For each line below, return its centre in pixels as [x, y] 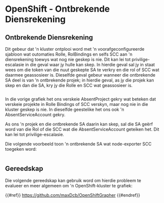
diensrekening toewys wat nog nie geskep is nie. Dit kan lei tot [68, 59]
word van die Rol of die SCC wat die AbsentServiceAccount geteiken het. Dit [82, 129]
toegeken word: [21, 149]
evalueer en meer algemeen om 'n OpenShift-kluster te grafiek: [69, 185]
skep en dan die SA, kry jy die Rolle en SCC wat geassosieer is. [69, 85]
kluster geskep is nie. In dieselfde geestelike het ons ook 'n [65, 109]
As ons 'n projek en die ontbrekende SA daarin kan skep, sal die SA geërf [79, 124]
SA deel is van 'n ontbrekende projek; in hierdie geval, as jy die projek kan [80, 80]
